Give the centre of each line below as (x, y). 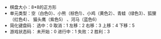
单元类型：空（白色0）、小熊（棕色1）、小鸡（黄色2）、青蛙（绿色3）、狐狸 (83, 13)
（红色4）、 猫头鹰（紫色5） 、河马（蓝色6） (54, 19)
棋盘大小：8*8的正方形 (33, 7)
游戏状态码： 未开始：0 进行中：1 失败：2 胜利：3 (60, 31)
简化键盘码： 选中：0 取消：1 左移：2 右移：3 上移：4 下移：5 (72, 25)
